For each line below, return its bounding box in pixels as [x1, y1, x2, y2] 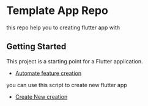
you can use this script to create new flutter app [6, 81, 127, 88]
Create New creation [15, 93, 68, 101]
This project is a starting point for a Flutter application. [6, 57, 143, 65]
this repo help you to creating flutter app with [6, 24, 120, 31]
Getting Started [6, 41, 67, 52]
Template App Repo [6, 4, 108, 18]
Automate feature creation [15, 69, 82, 77]
